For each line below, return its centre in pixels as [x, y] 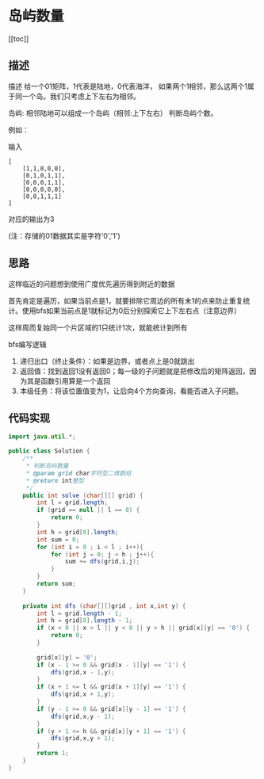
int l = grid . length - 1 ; [80, 613]
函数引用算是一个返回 [76, 380]
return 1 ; [53, 754]
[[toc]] [19, 38]
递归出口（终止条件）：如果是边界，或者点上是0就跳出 [107, 361]
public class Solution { [49, 451]
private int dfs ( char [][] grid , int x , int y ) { [104, 606]
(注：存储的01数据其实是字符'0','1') [64, 235]
